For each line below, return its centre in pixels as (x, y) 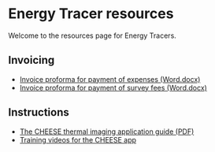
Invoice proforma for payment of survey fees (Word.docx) (113, 87)
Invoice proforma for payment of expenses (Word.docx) (110, 79)
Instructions (39, 112)
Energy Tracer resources (91, 14)
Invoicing (32, 60)
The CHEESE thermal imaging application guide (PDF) (107, 132)
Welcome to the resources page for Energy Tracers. (93, 35)
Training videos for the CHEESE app (78, 139)
